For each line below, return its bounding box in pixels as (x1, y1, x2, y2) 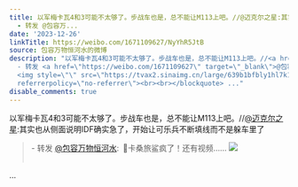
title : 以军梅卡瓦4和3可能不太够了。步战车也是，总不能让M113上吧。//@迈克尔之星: (9, 12, 282, 22)
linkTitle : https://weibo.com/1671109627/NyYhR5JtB (9, 37, 204, 47)
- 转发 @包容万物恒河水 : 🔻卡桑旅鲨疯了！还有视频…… (30, 143, 228, 153)
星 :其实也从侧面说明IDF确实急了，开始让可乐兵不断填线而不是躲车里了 (9, 123, 265, 134)
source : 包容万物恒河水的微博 (9, 46, 108, 55)
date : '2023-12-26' (9, 29, 82, 38)
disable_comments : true (9, 87, 98, 96)
